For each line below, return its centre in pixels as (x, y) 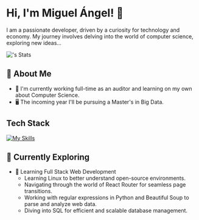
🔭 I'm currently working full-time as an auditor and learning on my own (104, 88)
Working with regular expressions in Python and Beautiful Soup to (107, 197)
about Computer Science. (47, 95)
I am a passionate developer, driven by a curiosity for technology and (93, 30)
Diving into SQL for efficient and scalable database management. (106, 211)
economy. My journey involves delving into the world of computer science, (100, 36)
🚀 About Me (29, 74)
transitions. (38, 191)
